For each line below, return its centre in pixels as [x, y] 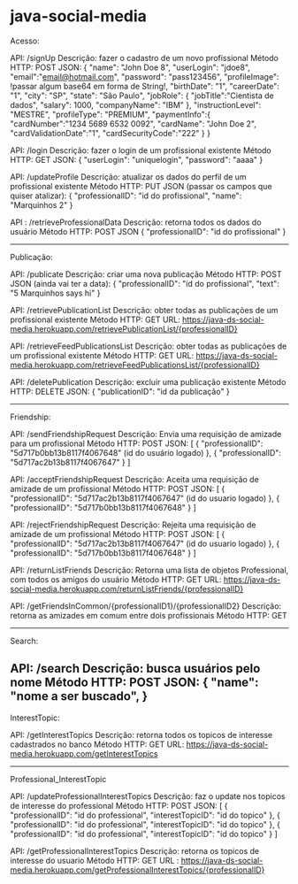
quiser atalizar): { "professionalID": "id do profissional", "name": [126, 196]
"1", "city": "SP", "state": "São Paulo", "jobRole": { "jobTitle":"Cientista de [142, 96]
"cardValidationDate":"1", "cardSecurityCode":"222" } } [111, 133]
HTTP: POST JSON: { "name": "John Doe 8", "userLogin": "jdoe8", [130, 67]
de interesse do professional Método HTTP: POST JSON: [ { [119, 805]
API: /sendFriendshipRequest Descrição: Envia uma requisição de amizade [146, 434]
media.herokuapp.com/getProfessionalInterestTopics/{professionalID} [138, 870]
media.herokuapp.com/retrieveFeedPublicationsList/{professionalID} [135, 365]
